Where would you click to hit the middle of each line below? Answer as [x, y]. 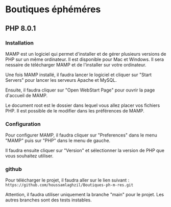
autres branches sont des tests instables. [48, 200]
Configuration [23, 124]
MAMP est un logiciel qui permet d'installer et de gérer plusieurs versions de [86, 54]
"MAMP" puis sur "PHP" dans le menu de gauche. [58, 141]
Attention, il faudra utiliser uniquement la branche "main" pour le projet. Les [85, 195]
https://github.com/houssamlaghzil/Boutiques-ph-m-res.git [69, 185]
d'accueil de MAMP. [26, 95]
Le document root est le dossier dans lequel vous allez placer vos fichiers [83, 105]
